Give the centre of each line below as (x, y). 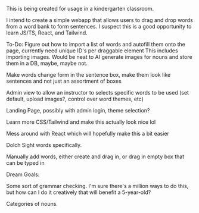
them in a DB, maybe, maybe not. (47, 63)
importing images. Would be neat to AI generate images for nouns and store (99, 57)
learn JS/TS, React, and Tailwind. (47, 33)
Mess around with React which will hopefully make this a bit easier (88, 134)
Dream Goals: (23, 174)
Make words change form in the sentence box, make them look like (88, 75)
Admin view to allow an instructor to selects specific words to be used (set (98, 93)
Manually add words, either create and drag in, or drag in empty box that (95, 156)
